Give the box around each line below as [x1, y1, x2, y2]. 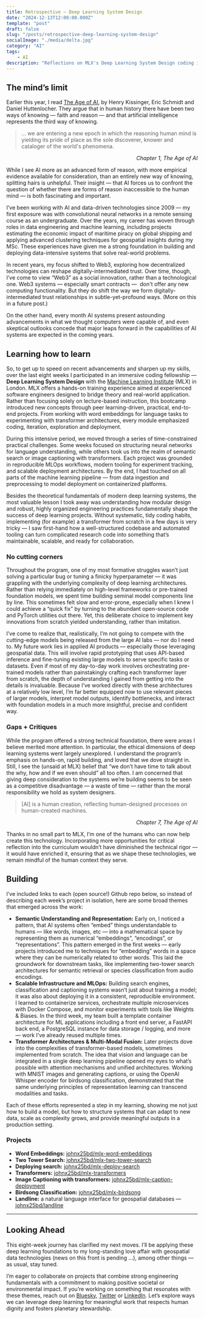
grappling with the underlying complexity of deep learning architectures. [6, 579, 188, 587]
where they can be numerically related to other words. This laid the [15, 954, 183, 961]
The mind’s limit [6, 82, 68, 93]
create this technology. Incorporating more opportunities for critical [6, 837, 175, 844]
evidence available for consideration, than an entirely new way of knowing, [6, 173, 194, 180]
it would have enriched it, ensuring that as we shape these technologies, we [6, 850, 196, 857]
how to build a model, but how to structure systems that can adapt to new [6, 1108, 191, 1115]
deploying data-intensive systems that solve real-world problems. [6, 249, 171, 256]
